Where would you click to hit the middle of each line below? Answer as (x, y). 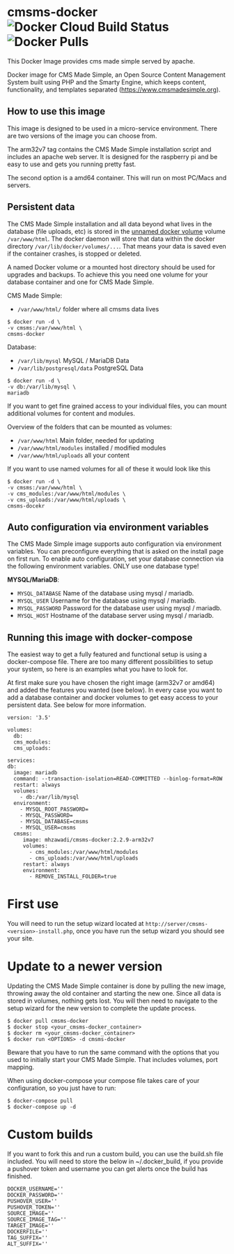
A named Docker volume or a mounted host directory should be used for (111, 267)
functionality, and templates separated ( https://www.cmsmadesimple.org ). (114, 89)
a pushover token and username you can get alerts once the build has (108, 1169)
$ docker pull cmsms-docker (48, 1021)
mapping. (21, 1067)
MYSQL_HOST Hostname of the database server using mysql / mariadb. (116, 616)
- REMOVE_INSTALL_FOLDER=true (73, 877)
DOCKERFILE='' (28, 1232)
